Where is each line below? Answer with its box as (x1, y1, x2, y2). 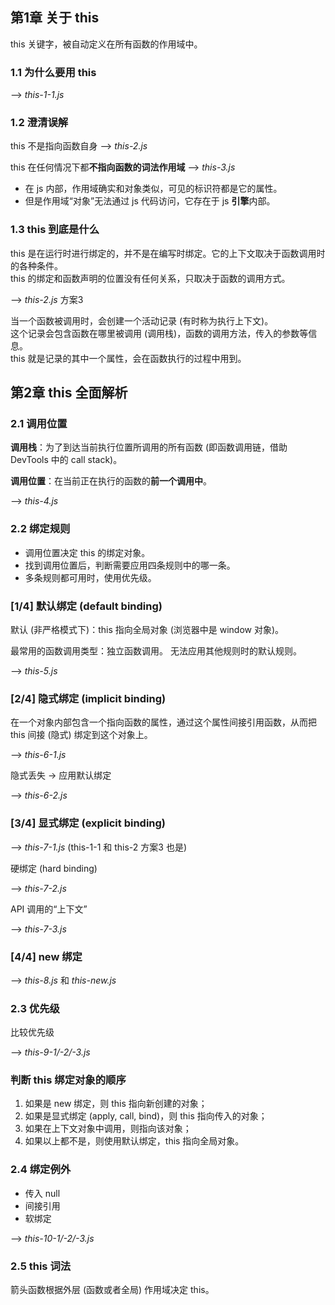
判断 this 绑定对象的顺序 (10, 1073, 127, 1087)
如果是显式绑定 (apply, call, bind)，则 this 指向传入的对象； (24, 1110, 268, 1122)
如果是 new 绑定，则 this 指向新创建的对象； (24, 1098, 208, 1110)
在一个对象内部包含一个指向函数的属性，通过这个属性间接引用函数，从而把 (10, 716, 317, 728)
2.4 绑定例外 (10, 1163, 72, 1177)
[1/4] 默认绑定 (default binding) (10, 599, 163, 613)
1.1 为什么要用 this (10, 65, 97, 79)
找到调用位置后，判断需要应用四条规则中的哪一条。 (24, 559, 236, 571)
